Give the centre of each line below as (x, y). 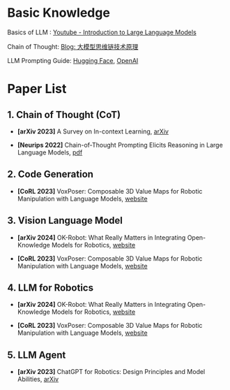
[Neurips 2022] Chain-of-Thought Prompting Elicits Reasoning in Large (120, 145)
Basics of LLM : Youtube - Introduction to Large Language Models (102, 32)
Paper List (37, 89)
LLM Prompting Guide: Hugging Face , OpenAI (73, 60)
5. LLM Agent (37, 355)
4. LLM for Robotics (51, 288)
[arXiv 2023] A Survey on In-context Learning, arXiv (93, 131)
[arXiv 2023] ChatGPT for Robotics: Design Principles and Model (111, 372)
